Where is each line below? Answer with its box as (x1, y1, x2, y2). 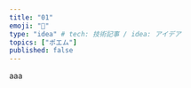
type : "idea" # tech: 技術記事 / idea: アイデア (9, 29, 182, 38)
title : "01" (9, 12, 53, 22)
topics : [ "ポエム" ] (9, 37, 77, 47)
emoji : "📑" (9, 21, 50, 30)
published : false (9, 46, 74, 55)
